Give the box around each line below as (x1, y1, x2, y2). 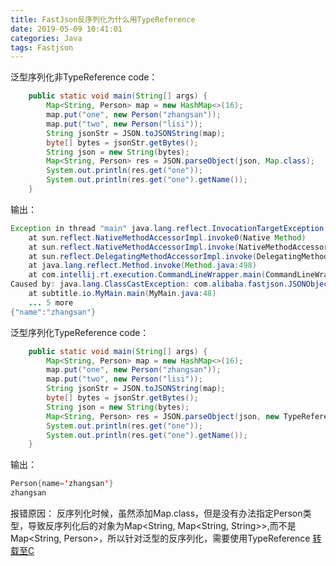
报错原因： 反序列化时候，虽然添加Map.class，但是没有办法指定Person (10, 507, 303, 519)
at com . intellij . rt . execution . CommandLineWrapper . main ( (28, 270, 267, 280)
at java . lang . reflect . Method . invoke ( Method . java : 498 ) (28, 261, 257, 271)
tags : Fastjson (10, 42, 74, 53)
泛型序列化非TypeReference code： (10, 71, 158, 83)
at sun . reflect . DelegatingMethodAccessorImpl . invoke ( (28, 251, 257, 261)
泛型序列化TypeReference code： (10, 326, 150, 338)
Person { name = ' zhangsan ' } (10, 479, 114, 489)
